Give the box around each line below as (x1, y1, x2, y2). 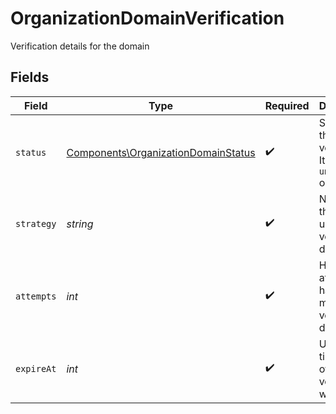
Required (264, 98, 310, 112)
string (66, 217, 94, 231)
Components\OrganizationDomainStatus (66, 145, 256, 159)
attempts (15, 290, 57, 302)
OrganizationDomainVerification (10, 7, 285, 30)
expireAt (15, 363, 57, 374)
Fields (10, 69, 50, 86)
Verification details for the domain (10, 40, 150, 52)
